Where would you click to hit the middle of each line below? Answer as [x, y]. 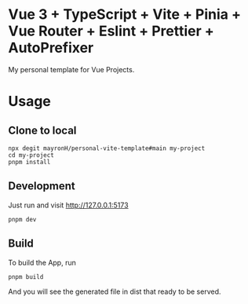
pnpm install [29, 162]
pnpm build [26, 277]
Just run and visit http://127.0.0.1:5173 [68, 205]
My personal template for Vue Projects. [71, 69]
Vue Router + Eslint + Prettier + [111, 31]
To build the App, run [42, 262]
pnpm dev [22, 219]
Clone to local [42, 130]
